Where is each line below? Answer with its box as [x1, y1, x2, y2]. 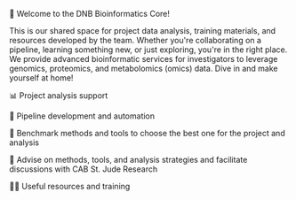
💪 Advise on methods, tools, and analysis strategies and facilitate [9, 155, 248, 165]
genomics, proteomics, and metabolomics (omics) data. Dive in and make [9, 63, 278, 73]
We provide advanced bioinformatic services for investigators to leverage [9, 54, 278, 64]
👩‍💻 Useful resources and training [9, 181, 131, 191]
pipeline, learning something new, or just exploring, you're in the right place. [9, 44, 288, 55]
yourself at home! [9, 73, 74, 83]
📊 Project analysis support [9, 90, 108, 101]
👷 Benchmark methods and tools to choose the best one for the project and [9, 128, 286, 138]
